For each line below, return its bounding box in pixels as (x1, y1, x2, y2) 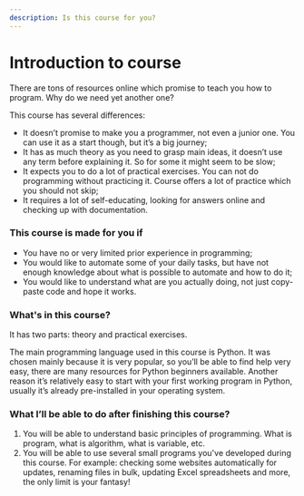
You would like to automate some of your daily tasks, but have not (22, 257, 270, 267)
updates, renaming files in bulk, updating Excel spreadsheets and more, (22, 467, 291, 478)
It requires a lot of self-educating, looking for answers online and (22, 194, 266, 205)
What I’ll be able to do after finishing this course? (9, 408, 230, 421)
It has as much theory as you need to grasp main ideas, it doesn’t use (22, 146, 283, 157)
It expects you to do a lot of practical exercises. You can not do (22, 165, 259, 177)
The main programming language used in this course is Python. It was (9, 346, 270, 358)
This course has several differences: (9, 110, 146, 121)
